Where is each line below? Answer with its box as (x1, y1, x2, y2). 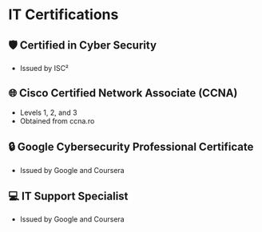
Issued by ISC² (19, 64, 69, 73)
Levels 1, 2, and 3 (19, 108, 77, 117)
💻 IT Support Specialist (8, 190, 129, 203)
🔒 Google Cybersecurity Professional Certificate (8, 140, 254, 154)
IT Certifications (8, 6, 119, 24)
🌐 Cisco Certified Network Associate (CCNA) (8, 86, 238, 100)
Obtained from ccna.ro (19, 116, 95, 125)
